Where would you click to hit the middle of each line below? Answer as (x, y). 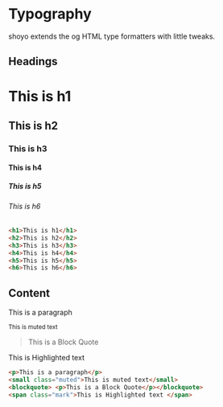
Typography (50, 14)
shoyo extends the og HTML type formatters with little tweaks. (112, 36)
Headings (33, 62)
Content (29, 293)
